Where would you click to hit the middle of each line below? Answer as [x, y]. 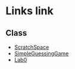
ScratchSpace [32, 47]
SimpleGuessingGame [41, 54]
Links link [30, 11]
